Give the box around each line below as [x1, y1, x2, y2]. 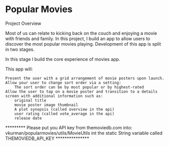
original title [14, 98, 47, 103]
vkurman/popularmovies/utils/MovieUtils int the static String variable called [5, 130, 162, 136]
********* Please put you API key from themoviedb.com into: [5, 124, 132, 130]
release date [14, 116, 42, 121]
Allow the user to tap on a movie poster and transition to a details [5, 89, 158, 94]
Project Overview [5, 20, 42, 26]
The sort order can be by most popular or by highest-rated [14, 85, 144, 90]
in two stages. [5, 46, 35, 52]
